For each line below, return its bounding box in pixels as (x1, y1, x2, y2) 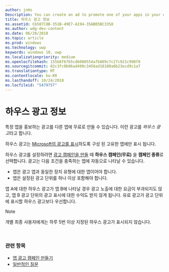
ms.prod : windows (5, 40, 42, 46)
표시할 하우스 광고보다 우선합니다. (10, 198, 76, 204)
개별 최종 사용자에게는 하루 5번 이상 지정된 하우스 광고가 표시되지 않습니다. (5, 218, 151, 225)
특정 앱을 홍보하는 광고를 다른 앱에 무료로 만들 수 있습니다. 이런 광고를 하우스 (5, 123, 155, 129)
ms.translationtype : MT (5, 69, 55, 74)
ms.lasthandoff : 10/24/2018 (5, 78, 64, 83)
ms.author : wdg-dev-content (5, 26, 64, 31)
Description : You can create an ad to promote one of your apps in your (5, 12, 161, 17)
